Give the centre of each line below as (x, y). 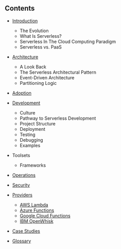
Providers (22, 195)
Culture (27, 112)
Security (21, 185)
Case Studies (26, 231)
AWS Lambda (34, 205)
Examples (30, 145)
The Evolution (34, 31)
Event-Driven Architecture (47, 77)
